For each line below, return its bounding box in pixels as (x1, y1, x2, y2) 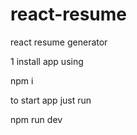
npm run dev (10, 113, 63, 125)
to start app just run (10, 94, 92, 106)
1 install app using (10, 55, 84, 67)
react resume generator (10, 36, 108, 48)
